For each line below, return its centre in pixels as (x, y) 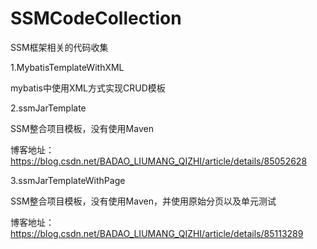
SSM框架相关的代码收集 (59, 47)
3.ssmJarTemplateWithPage (68, 180)
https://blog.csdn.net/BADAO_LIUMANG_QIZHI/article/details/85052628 (159, 161)
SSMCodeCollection (96, 18)
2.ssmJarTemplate (48, 108)
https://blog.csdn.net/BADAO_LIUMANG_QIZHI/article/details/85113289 (157, 233)
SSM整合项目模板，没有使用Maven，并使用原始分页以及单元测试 (143, 201)
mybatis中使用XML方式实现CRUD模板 (88, 88)
